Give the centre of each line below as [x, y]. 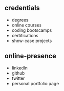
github [18, 73]
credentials [22, 8]
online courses [27, 25]
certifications [25, 35]
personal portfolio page [35, 83]
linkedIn [20, 68]
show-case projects [32, 41]
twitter [18, 78]
